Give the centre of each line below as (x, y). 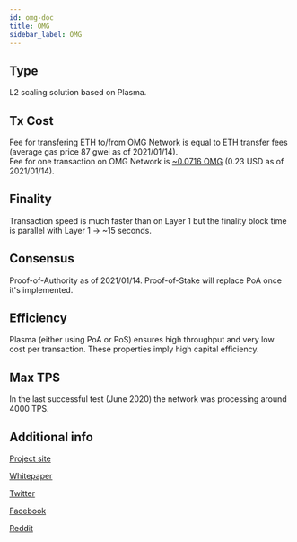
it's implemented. (41, 289)
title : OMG (30, 26)
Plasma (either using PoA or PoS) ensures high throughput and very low (142, 340)
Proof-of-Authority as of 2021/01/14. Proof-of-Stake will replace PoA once (146, 280)
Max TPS (35, 377)
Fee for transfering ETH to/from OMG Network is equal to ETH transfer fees (149, 142)
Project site (30, 458)
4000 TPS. (29, 409)
